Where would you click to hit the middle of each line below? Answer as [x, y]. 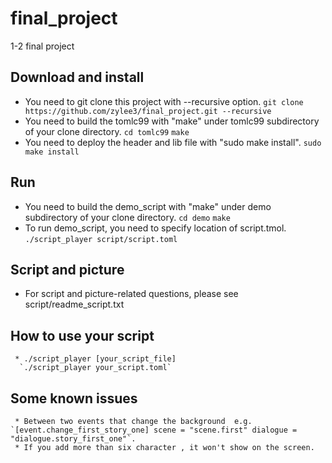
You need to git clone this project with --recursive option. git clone [164, 101]
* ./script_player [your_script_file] [95, 359]
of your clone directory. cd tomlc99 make [107, 131]
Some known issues [74, 398]
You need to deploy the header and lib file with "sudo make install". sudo [173, 142]
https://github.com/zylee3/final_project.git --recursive [148, 111]
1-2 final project [42, 46]
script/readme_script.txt [74, 304]
